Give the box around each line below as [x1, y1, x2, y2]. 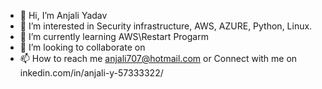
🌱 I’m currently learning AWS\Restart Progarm [19, 31, 209, 42]
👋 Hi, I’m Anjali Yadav [19, 10, 108, 21]
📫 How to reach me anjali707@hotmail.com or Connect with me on [19, 53, 298, 64]
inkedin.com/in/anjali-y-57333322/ [19, 67, 164, 79]
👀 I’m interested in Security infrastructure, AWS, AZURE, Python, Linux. [19, 20, 313, 32]
